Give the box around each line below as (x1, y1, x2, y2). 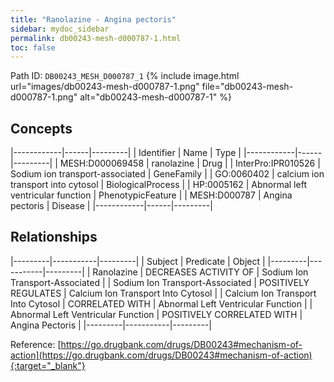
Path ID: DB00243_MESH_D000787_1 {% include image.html (10, 70, 240, 82)
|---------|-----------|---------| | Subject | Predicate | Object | (10, 255, 266, 267)
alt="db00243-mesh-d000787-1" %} (79, 91, 232, 103)
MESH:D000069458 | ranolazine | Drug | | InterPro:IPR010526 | (59, 157, 321, 170)
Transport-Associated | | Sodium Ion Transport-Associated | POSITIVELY (10, 276, 310, 288)
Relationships (10, 229, 98, 246)
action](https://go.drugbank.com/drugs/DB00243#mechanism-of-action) (10, 349, 313, 361)
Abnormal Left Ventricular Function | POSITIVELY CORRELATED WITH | (10, 308, 303, 320)
